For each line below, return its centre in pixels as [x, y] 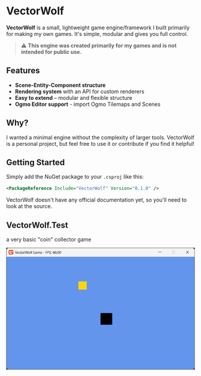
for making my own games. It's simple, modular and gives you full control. [97, 33]
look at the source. [29, 206]
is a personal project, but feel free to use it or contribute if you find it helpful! [100, 143]
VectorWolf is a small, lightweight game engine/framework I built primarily [98, 27]
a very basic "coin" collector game [49, 240]
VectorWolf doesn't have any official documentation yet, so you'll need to [97, 200]
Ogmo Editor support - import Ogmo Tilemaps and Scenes [88, 104]
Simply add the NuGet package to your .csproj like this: [75, 177]
